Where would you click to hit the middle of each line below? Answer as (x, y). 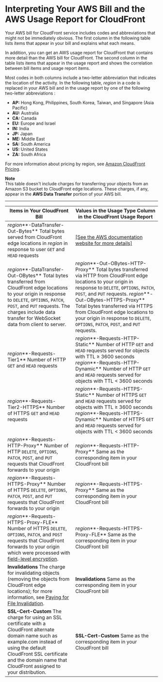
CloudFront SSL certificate (38, 654)
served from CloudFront (35, 237)
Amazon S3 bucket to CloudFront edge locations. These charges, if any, (77, 189)
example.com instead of (35, 642)
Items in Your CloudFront (39, 211)
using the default (27, 648)
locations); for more (30, 591)
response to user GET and (36, 249)
